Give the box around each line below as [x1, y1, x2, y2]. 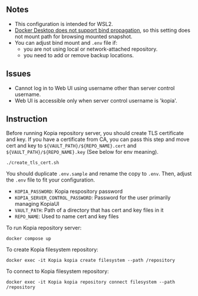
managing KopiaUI [14, 200, 60, 208]
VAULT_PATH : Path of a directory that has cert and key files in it [14, 206, 164, 214]
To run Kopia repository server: [6, 224, 82, 232]
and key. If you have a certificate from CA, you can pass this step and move [6, 136, 190, 143]
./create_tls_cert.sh [6, 160, 60, 166]
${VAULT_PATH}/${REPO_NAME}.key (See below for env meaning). [6, 149, 159, 156]
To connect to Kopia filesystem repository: [6, 268, 109, 275]
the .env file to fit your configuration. [6, 176, 95, 183]
